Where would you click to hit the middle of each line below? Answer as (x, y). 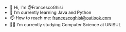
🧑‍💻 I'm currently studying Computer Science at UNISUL (65, 25)
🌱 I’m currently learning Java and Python (50, 12)
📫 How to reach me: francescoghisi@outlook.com (60, 18)
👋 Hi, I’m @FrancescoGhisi (36, 7)
